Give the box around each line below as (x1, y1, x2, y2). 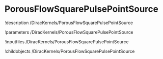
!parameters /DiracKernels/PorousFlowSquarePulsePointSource (4, 29, 134, 35)
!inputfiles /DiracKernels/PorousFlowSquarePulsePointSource (4, 38, 129, 45)
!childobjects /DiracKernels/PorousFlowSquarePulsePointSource (4, 48, 135, 54)
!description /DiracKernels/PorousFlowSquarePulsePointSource (4, 20, 133, 26)
